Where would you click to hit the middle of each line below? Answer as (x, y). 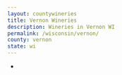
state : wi (22, 46)
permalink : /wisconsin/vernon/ (53, 33)
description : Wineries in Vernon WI (61, 27)
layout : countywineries (42, 14)
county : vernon (30, 40)
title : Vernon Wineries (42, 20)
